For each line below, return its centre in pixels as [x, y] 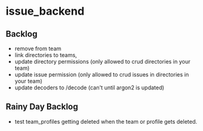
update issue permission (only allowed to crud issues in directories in [102, 74]
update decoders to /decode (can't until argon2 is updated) [89, 88]
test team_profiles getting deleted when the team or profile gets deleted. [106, 121]
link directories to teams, [46, 55]
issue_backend [45, 11]
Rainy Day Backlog [42, 107]
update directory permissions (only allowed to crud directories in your [102, 62]
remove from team [38, 48]
